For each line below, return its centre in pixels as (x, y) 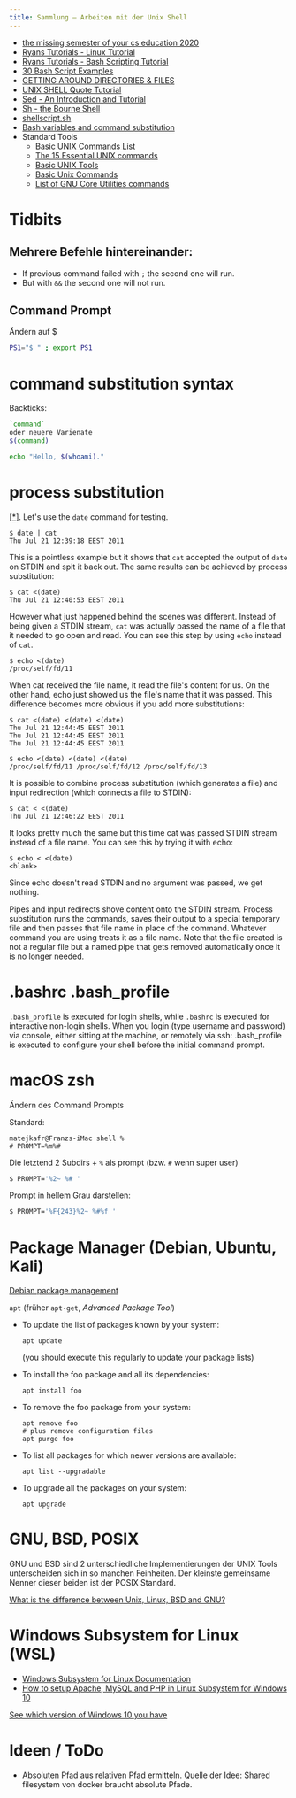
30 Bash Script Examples (68, 71)
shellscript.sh (46, 118)
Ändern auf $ (33, 332)
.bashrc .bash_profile (90, 992)
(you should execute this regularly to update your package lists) (138, 1358)
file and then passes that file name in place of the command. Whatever (138, 928)
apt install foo (52, 1391)
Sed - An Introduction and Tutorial (83, 99)
